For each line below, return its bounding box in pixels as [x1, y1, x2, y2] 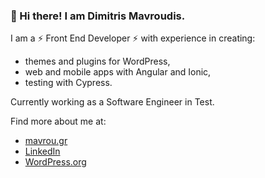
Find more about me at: [10, 115, 107, 128]
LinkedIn [24, 145, 61, 158]
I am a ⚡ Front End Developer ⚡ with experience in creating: [10, 32, 256, 44]
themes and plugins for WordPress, [24, 55, 171, 68]
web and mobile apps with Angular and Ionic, [24, 66, 212, 78]
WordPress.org [24, 156, 87, 168]
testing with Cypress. [24, 77, 113, 89]
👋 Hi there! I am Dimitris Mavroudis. [10, 9, 186, 23]
